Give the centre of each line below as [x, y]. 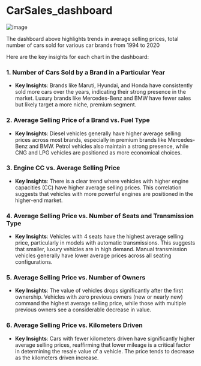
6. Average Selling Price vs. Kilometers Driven [74, 325]
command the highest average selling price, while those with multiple [100, 303]
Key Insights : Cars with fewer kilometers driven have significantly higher [105, 338]
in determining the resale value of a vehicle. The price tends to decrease [104, 351]
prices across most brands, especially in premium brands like [91, 139]
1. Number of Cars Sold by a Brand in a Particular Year [86, 72]
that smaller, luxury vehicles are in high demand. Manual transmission [101, 249]
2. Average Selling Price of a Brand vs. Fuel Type [78, 120]
